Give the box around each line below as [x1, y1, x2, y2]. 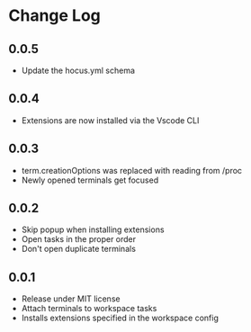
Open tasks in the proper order [21, 234, 137, 245]
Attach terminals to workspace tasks [21, 303, 157, 314]
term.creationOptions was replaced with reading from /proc [21, 165, 243, 175]
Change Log [8, 5, 101, 26]
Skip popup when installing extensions [21, 224, 165, 235]
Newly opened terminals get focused [21, 175, 159, 185]
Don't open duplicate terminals [21, 244, 137, 255]
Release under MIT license [21, 293, 121, 304]
